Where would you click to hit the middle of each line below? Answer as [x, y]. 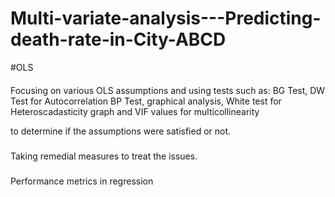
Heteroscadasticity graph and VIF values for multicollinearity [135, 111]
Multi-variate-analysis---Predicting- [166, 18]
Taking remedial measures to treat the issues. [104, 156]
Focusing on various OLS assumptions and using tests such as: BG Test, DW [168, 90]
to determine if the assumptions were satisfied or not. [121, 131]
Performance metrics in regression [82, 181]
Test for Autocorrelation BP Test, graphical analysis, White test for [146, 101]
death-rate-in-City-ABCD [118, 39]
